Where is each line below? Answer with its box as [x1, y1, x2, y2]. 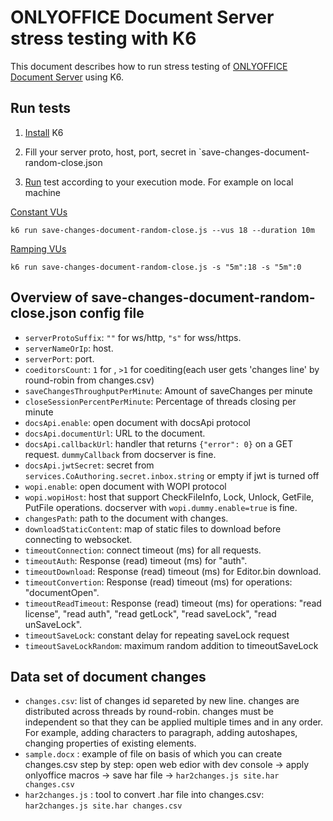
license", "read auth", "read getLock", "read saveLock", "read [24, 607, 277, 620]
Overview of [10, 289, 89, 306]
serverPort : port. [24, 352, 95, 365]
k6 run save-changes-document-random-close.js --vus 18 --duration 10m [10, 225, 315, 235]
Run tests [10, 100, 71, 117]
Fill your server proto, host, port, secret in [24, 146, 197, 158]
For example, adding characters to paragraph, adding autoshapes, [24, 727, 298, 739]
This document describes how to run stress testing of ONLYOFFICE [10, 60, 288, 72]
